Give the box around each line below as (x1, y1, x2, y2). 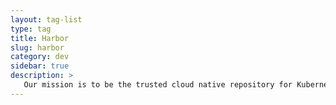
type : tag (10, 24, 52, 34)
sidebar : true (10, 61, 70, 71)
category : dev (10, 52, 70, 62)
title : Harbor (10, 33, 70, 43)
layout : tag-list (10, 14, 83, 25)
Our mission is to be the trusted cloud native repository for (23, 80, 293, 90)
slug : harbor (10, 42, 65, 53)
